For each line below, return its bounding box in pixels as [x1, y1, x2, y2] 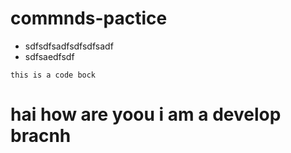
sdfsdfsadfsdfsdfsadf [24, 40, 114, 52]
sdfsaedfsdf [24, 50, 75, 62]
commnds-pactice [10, 7, 168, 30]
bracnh [10, 125, 72, 147]
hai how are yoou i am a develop [10, 103, 282, 126]
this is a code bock [10, 70, 97, 80]
